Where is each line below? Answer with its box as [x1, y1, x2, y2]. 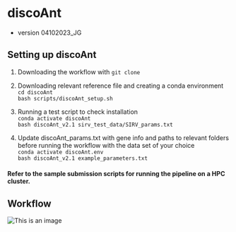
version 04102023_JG [17, 28, 82, 37]
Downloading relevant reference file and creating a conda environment [17, 81, 224, 90]
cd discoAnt [17, 88, 53, 96]
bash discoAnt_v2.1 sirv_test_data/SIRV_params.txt [17, 121, 173, 128]
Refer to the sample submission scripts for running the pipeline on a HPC [7, 170, 225, 178]
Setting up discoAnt [7, 49, 97, 61]
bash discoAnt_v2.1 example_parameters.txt [17, 154, 148, 162]
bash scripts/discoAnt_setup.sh [17, 95, 113, 102]
